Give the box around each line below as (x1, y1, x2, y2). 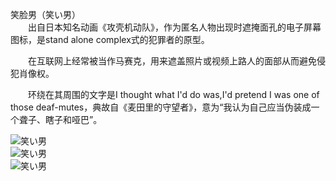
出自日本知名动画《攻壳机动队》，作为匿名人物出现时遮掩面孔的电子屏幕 (27, 21, 322, 33)
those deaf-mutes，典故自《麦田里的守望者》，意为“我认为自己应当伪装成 (10, 101, 312, 113)
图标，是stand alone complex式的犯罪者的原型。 (10, 34, 210, 45)
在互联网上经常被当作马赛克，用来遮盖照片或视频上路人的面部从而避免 (27, 55, 317, 67)
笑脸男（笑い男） (10, 9, 81, 20)
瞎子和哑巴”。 (44, 114, 103, 125)
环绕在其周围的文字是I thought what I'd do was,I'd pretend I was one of (27, 89, 320, 100)
